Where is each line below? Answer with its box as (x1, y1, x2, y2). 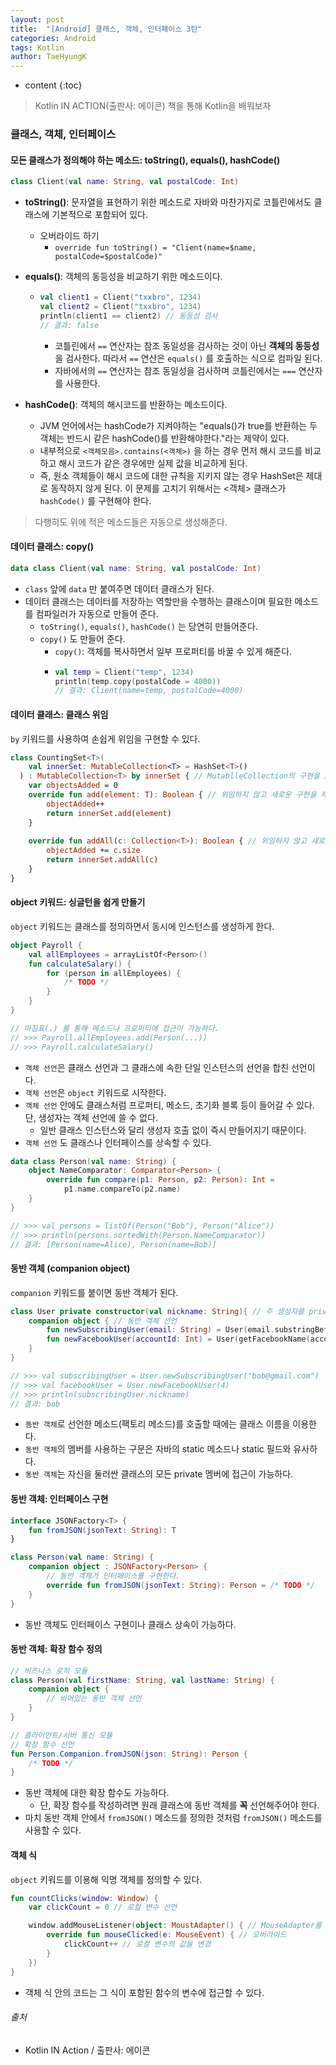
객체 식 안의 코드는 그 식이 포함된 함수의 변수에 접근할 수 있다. (24, 1986, 265, 1998)
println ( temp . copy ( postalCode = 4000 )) (54, 676, 222, 686)
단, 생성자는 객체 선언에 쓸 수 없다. (24, 1111, 158, 1123)
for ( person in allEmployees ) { (46, 968, 182, 978)
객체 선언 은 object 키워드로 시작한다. (24, 1086, 167, 1098)
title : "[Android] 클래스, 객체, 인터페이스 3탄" (10, 24, 203, 34)
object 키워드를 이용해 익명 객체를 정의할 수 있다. (10, 1873, 203, 1885)
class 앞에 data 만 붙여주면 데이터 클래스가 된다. (24, 582, 215, 595)
